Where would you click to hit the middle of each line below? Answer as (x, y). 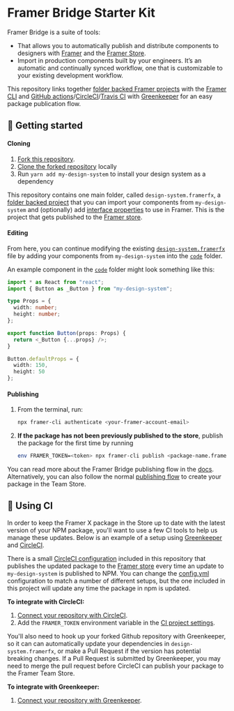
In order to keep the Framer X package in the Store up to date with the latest (116, 523)
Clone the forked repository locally (67, 166)
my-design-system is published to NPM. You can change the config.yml (108, 573)
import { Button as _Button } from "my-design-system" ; (90, 289)
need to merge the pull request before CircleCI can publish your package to (116, 666)
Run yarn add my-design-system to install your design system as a (111, 174)
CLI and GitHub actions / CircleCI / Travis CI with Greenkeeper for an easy (110, 96)
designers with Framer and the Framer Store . (81, 53)
